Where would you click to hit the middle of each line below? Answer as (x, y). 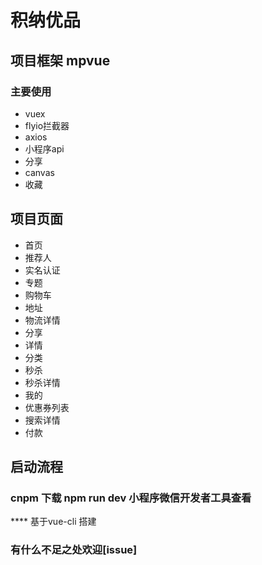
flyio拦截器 (47, 125)
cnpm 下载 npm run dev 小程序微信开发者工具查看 (131, 498)
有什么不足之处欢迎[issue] (74, 550)
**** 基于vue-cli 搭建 (53, 522)
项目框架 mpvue (60, 60)
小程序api (44, 148)
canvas (39, 172)
